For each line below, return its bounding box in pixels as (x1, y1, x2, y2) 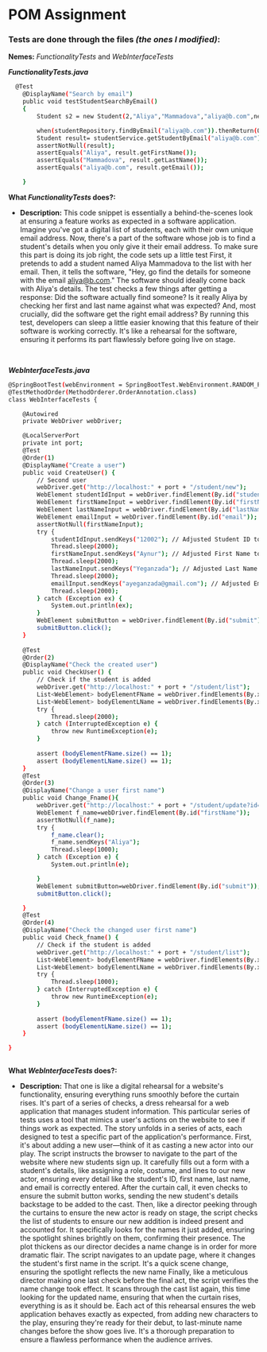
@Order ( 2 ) (22, 654, 56, 662)
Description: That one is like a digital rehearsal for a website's (19, 1082, 224, 1091)
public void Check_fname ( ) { (22, 934, 119, 942)
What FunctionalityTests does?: (8, 192, 116, 202)
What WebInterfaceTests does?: (8, 1066, 118, 1075)
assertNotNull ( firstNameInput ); (37, 520, 145, 528)
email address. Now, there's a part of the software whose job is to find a (19, 233, 256, 243)
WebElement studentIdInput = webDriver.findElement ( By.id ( (37, 491, 237, 499)
